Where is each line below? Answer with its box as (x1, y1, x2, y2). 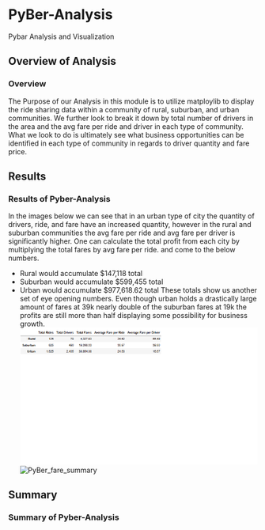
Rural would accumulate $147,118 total (19, 269, 143, 278)
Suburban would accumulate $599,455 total (19, 277, 164, 286)
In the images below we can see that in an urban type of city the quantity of (8, 211, 255, 221)
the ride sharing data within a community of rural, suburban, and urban (8, 104, 240, 114)
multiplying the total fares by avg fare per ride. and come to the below (8, 245, 236, 255)
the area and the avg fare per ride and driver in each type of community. (8, 121, 244, 131)
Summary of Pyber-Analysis (8, 512, 120, 523)
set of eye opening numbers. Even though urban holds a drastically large (19, 294, 257, 304)
